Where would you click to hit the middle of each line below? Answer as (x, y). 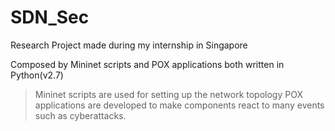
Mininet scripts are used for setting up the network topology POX (168, 94)
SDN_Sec (50, 17)
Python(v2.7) (37, 75)
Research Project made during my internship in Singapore (129, 45)
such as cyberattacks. (80, 115)
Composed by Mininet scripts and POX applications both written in (147, 64)
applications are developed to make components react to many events (179, 105)
